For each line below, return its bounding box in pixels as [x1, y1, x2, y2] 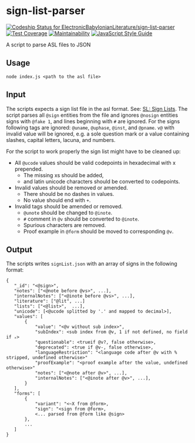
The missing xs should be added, [23, 171, 104, 178]
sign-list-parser [6, 4, 85, 18]
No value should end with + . [23, 197, 91, 204]
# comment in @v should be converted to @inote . [23, 215, 139, 222]
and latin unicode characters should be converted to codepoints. [23, 178, 180, 185]
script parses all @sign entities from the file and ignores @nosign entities [6, 111, 178, 119]
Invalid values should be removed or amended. [14, 184, 128, 191]
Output [6, 245, 32, 255]
